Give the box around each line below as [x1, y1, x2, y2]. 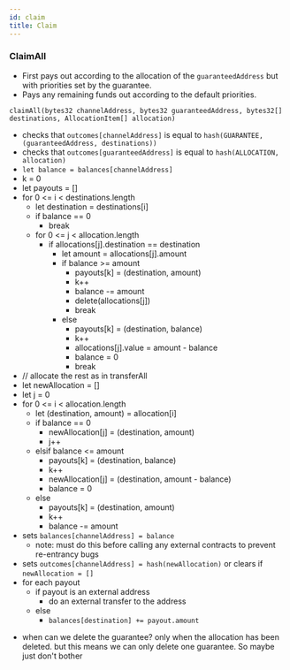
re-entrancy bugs [34, 549, 100, 560]
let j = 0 [21, 389, 50, 400]
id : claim [9, 12, 46, 22]
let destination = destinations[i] [34, 201, 149, 212]
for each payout [21, 576, 80, 588]
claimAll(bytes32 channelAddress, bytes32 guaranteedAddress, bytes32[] [9, 106, 283, 115]
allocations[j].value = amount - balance [74, 342, 218, 353]
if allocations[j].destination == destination [48, 239, 201, 249]
